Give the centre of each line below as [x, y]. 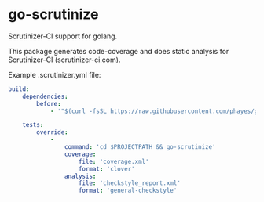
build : [19, 89]
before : [49, 103]
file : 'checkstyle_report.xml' [129, 183]
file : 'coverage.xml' [114, 161]
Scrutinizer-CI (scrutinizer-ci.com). [64, 60]
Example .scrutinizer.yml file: [55, 74]
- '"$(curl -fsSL [79, 111]
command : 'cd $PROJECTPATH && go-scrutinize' [140, 147]
